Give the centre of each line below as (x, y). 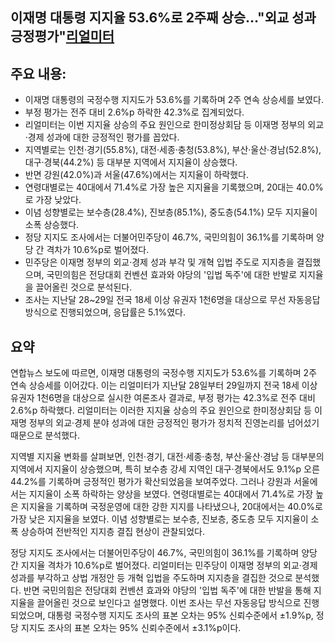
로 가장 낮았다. (53, 200)
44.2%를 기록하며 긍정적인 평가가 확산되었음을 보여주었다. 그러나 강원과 (151, 482)
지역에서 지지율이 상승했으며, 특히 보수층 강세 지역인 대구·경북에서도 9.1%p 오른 (165, 469)
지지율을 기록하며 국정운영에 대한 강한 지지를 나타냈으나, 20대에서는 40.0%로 (171, 507)
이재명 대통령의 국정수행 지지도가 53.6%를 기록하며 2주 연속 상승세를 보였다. (174, 100)
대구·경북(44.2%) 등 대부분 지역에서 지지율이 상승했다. (131, 162)
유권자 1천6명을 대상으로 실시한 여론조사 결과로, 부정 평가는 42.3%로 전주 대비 (163, 398)
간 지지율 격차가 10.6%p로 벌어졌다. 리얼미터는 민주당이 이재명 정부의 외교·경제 (164, 565)
